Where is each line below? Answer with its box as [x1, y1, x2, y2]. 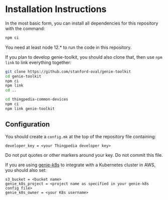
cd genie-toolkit [5, 74, 42, 79]
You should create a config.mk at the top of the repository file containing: [5, 133, 156, 139]
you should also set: [5, 167, 47, 173]
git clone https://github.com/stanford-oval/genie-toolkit [5, 69, 131, 74]
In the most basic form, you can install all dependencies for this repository [5, 20, 158, 26]
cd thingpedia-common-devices [5, 97, 69, 102]
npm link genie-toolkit [5, 106, 55, 111]
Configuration [5, 120, 50, 129]
